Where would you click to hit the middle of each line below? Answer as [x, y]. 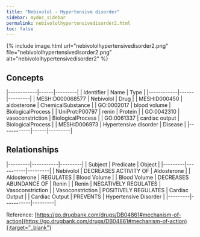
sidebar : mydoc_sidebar [36, 18]
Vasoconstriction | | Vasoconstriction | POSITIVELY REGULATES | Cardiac [97, 190]
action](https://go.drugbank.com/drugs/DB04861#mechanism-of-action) [97, 221]
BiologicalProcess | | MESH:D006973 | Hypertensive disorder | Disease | [96, 125]
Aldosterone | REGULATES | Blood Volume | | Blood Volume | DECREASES [98, 177]
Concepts [25, 78]
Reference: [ [22, 215]
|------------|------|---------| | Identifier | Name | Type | [76, 93]
